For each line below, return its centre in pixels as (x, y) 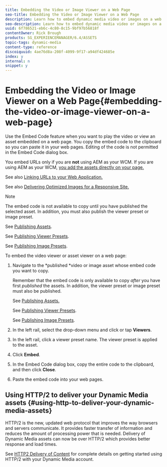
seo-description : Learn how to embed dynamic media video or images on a (83, 24)
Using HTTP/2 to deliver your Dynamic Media (77, 395)
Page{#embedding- (120, 101)
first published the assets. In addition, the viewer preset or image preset (86, 286)
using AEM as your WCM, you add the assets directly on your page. (75, 167)
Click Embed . (26, 355)
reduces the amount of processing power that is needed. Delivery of (75, 433)
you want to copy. (31, 271)
